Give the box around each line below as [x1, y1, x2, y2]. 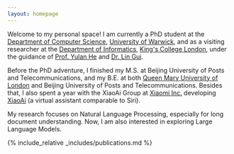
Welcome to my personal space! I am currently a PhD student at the [7, 30, 205, 38]
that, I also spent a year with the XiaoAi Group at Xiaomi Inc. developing [7, 88, 216, 97]
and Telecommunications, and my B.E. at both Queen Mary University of [7, 73, 218, 82]
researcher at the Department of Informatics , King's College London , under [7, 45, 227, 53]
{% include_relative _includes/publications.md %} [7, 138, 152, 147]
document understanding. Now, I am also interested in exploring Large [7, 117, 213, 126]
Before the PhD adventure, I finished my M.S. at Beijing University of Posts [7, 66, 225, 74]
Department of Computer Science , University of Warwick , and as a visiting [7, 37, 225, 46]
